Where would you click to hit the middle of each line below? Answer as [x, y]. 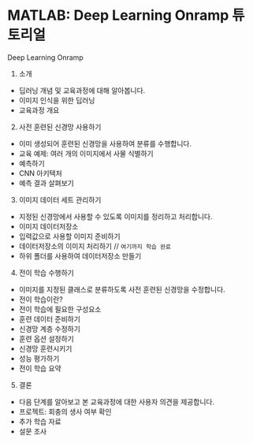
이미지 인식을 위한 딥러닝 [57, 100]
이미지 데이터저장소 [48, 226]
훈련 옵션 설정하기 [46, 338]
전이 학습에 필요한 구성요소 [60, 309]
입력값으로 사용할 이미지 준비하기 [69, 236]
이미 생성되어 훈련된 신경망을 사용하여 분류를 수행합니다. [105, 143]
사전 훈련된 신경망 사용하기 [60, 127]
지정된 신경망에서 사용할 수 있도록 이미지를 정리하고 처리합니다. [116, 216]
